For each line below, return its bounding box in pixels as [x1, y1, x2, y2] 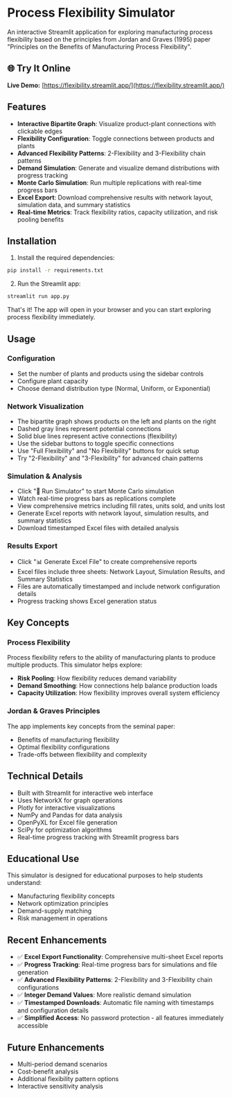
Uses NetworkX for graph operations [17, 796, 123, 805]
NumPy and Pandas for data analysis [17, 811, 123, 819]
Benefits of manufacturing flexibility [17, 735, 120, 744]
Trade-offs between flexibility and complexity [17, 750, 148, 758]
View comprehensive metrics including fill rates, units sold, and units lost [17, 502, 225, 510]
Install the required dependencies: [17, 254, 116, 262]
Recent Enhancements [7, 934, 107, 946]
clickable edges [17, 127, 63, 135]
